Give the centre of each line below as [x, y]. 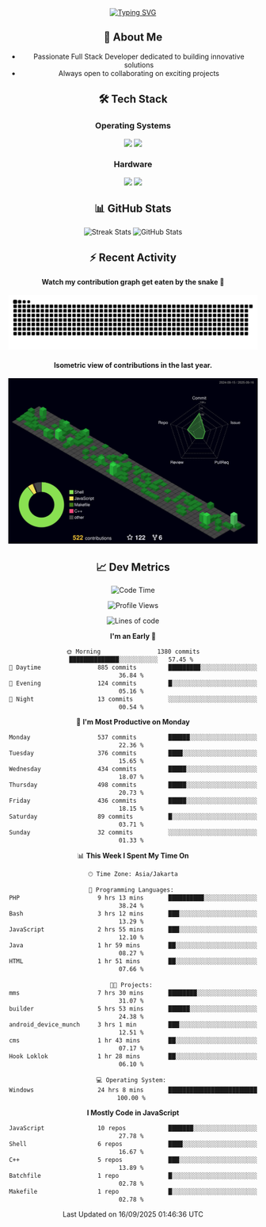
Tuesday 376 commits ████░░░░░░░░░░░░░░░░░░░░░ [133, 753]
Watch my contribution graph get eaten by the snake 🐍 [133, 281]
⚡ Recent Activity [133, 258]
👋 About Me [133, 38]
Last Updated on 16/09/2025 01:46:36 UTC [133, 1214]
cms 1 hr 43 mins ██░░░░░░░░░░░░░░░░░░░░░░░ [133, 1041]
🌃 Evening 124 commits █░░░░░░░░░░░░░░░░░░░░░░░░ [133, 684]
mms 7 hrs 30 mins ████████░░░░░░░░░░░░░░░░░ [133, 993]
